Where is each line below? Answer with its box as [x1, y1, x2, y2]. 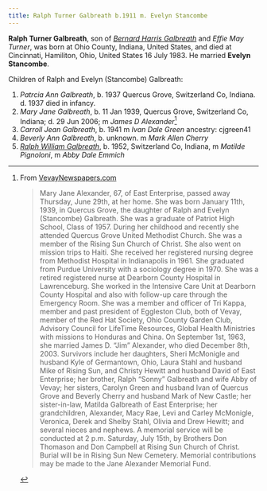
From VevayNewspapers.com [19, 173, 117, 183]
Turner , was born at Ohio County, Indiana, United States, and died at [8, 41, 232, 52]
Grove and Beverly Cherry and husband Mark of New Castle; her [39, 392, 252, 401]
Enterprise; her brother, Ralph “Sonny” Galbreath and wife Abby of [39, 375, 257, 384]
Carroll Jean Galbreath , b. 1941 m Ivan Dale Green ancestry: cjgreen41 [19, 125, 252, 134]
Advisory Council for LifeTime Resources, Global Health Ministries [39, 324, 256, 333]
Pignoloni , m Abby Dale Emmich [19, 150, 126, 160]
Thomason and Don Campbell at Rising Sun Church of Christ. [39, 442, 240, 452]
